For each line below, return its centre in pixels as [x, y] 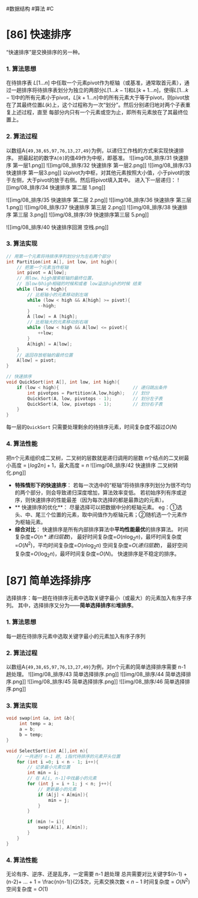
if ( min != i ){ [46, 822]
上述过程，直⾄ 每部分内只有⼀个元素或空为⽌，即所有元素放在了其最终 [97, 112]
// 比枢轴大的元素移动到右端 [58, 322]
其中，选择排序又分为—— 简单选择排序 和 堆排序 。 [77, 606]
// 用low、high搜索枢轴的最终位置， [56, 278]
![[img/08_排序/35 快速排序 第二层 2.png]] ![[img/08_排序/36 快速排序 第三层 [99, 200]
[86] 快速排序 [39, 35]
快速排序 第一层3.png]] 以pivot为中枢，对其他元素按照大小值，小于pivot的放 [98, 172]
